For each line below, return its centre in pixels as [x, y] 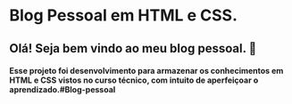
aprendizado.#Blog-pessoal [63, 90]
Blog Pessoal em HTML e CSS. [124, 16]
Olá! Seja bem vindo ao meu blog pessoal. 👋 [133, 48]
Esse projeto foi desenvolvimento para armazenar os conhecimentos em [146, 71]
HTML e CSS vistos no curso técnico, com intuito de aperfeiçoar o [134, 80]
